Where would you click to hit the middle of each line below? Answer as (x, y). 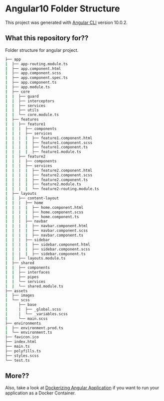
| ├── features (22, 120)
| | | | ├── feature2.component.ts (47, 180)
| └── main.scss (27, 319)
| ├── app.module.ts (28, 87)
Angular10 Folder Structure (63, 9)
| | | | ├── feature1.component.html (49, 138)
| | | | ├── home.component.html (44, 207)
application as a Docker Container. (41, 393)
